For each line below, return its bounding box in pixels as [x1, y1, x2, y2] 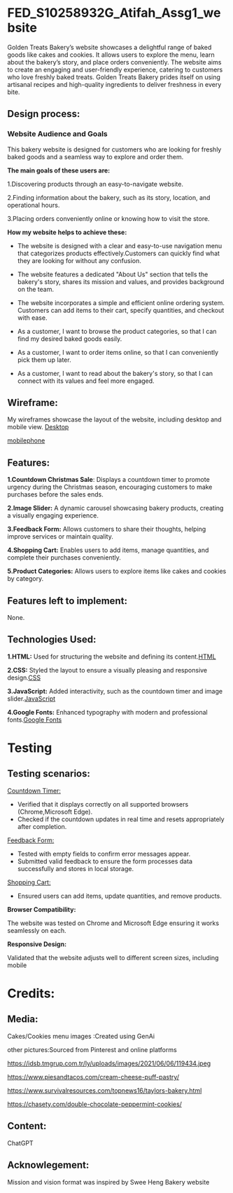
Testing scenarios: [7, 768, 91, 780]
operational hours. [7, 201, 60, 209]
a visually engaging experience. [7, 511, 99, 520]
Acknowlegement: [7, 1159, 90, 1171]
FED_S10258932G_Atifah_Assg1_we [7, 5, 221, 21]
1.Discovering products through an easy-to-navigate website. [7, 180, 184, 188]
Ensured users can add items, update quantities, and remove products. [17, 891, 222, 900]
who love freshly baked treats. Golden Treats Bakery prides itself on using [7, 72, 220, 81]
